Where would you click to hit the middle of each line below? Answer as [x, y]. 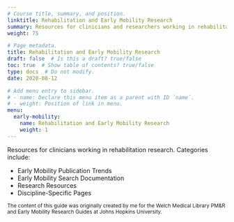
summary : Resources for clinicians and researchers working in [101, 27]
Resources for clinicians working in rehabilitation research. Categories [108, 149]
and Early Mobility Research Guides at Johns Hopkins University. [85, 212]
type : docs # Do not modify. [51, 72]
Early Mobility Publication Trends [65, 170]
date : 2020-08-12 [32, 78]
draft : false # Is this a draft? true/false [74, 59]
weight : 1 [34, 130]
